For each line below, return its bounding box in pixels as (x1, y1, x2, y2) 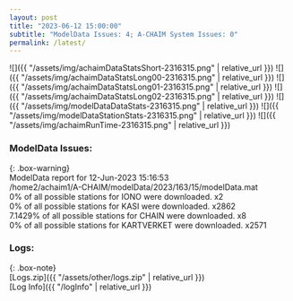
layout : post (9, 13, 58, 22)
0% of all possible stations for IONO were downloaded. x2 (9, 191, 224, 202)
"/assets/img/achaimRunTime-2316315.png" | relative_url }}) (9, 120, 231, 131)
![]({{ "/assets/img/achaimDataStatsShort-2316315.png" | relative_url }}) (9, 63, 274, 73)
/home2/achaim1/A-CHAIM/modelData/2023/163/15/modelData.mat (9, 181, 258, 193)
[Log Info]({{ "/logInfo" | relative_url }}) (9, 281, 152, 292)
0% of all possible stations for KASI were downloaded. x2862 (9, 201, 236, 211)
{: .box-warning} (9, 162, 70, 173)
